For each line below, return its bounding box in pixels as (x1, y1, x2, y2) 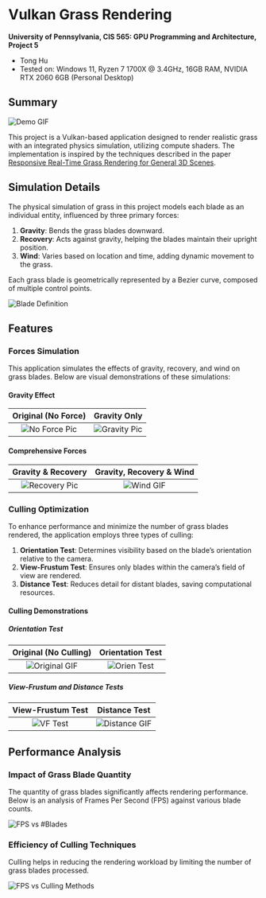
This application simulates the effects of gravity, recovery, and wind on (8, 363, 241, 373)
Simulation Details (8, 181, 101, 194)
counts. (8, 804, 33, 814)
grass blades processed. (8, 865, 90, 876)
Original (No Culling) (12, 647, 92, 658)
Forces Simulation (8, 345, 79, 356)
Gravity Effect (8, 390, 56, 399)
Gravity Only (94, 410, 143, 422)
